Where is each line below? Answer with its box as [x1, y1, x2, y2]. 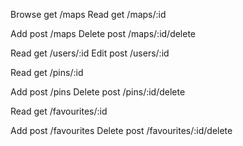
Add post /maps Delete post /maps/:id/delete [10, 28, 197, 39]
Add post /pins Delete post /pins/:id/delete [10, 86, 186, 98]
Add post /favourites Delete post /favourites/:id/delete [10, 125, 233, 136]
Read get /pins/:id [10, 67, 84, 78]
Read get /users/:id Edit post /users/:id [10, 47, 170, 59]
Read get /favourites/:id [10, 105, 108, 117]
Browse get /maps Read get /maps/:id [10, 9, 167, 20]
